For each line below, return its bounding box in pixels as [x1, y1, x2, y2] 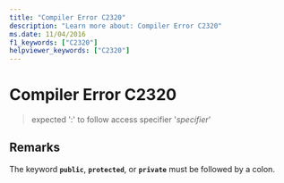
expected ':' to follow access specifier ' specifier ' [30, 114, 211, 125]
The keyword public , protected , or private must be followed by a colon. [9, 163, 276, 174]
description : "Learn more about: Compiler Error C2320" [9, 21, 222, 30]
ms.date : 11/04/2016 [9, 29, 87, 38]
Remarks [9, 140, 61, 155]
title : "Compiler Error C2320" [9, 12, 126, 22]
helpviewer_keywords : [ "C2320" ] [9, 46, 130, 55]
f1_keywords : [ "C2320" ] [9, 37, 99, 47]
